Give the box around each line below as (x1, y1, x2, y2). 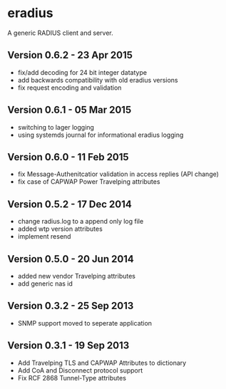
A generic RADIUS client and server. (7, 28, 113, 37)
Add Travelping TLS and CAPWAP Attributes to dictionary (17, 358, 187, 367)
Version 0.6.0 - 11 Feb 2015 (7, 151, 130, 163)
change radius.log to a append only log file (17, 217, 144, 226)
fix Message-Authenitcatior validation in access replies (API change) (17, 170, 220, 179)
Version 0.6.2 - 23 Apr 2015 (7, 49, 133, 61)
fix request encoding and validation (17, 83, 122, 92)
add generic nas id (17, 279, 73, 288)
